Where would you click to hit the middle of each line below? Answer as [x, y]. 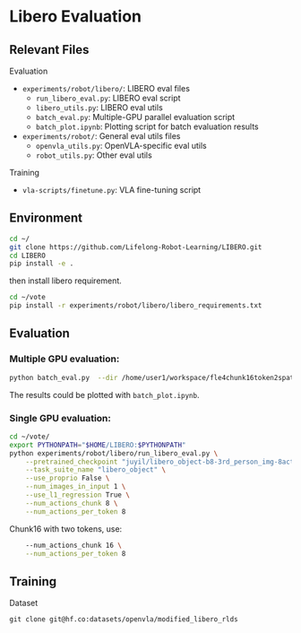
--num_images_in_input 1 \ [76, 487]
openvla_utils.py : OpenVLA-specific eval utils [121, 146]
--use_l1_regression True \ [77, 495]
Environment [46, 218]
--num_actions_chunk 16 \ [74, 545]
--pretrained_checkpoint [72, 462]
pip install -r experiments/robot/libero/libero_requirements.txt [136, 306]
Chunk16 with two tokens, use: [66, 529]
